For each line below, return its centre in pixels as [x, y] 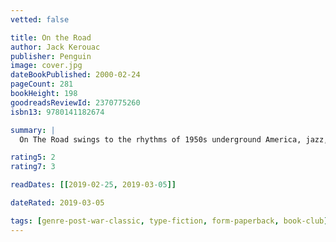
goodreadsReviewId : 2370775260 [75, 102]
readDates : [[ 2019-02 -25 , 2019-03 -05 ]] [93, 185]
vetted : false [40, 19]
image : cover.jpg [46, 66]
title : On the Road [51, 37]
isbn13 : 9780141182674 [57, 112]
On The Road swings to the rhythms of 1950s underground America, [160, 139]
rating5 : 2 [33, 157]
